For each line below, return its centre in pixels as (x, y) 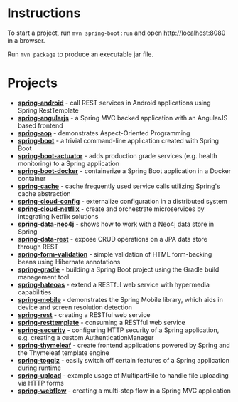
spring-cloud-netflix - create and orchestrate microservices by (111, 209)
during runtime (39, 368)
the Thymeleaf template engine (63, 352)
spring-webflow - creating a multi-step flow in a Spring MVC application (124, 391)
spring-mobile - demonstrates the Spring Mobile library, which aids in (120, 299)
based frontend (40, 125)
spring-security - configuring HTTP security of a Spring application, (118, 330)
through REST (38, 247)
